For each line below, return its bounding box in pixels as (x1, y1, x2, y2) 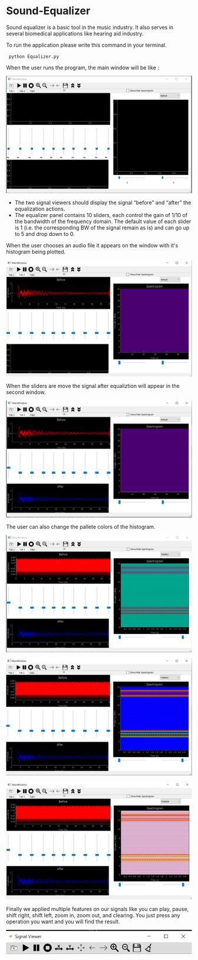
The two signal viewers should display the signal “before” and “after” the (14, 199, 192, 206)
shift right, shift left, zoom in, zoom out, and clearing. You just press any (6, 911, 181, 919)
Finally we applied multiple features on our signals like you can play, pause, (6, 905, 189, 912)
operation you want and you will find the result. (6, 918, 120, 925)
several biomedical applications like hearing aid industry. (6, 30, 144, 37)
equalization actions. (14, 205, 65, 212)
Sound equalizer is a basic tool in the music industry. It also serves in (6, 24, 174, 31)
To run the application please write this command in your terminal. (6, 41, 167, 49)
